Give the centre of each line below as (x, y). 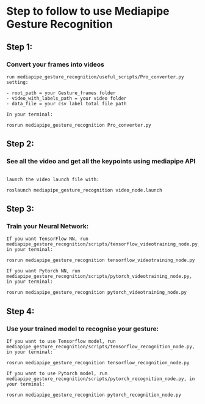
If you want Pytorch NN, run (43, 271)
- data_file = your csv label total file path (67, 103)
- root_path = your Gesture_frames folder (61, 93)
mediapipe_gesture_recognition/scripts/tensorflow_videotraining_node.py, (103, 244)
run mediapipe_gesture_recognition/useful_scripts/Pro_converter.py (95, 77)
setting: (17, 82)
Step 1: (20, 47)
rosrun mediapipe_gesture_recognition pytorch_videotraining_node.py (97, 293)
